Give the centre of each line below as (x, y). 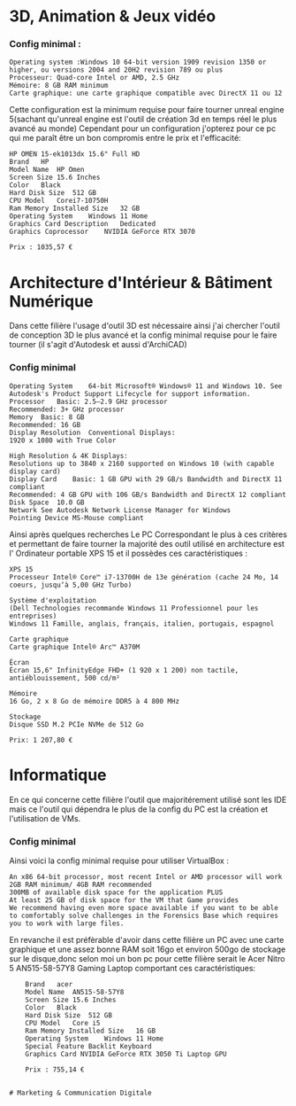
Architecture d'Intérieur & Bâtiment (141, 282)
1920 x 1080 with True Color (63, 440)
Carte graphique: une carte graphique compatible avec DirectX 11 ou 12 (146, 93)
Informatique (58, 775)
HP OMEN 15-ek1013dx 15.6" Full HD (75, 154)
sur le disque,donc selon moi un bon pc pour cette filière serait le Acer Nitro (147, 958)
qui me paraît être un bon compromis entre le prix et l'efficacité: (125, 138)
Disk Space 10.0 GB (47, 502)
